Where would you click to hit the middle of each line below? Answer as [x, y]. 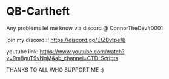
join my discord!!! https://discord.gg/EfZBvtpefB [66, 39]
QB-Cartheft [38, 11]
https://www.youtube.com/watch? [82, 51]
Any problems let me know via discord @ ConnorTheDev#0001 [85, 28]
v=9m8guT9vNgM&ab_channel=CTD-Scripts [62, 58]
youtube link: [22, 51]
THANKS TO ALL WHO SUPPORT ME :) [55, 70]
